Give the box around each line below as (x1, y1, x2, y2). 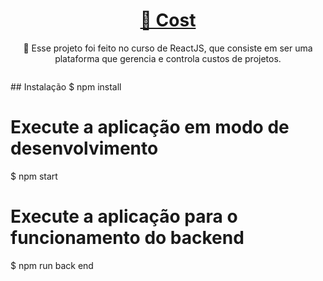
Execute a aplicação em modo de (10, 116, 290, 139)
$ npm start (10, 170, 58, 182)
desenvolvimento (10, 137, 159, 160)
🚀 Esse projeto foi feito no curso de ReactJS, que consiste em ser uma (23, 42, 313, 54)
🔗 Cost (139, 9, 197, 32)
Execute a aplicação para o (10, 205, 238, 228)
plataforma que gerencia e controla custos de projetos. (54, 52, 282, 64)
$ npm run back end (10, 259, 94, 271)
